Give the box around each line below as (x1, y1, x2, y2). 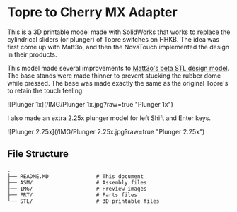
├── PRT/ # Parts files (7, 192, 138, 199)
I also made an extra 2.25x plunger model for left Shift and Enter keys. (7, 114, 211, 122)
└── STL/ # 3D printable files (7, 197, 160, 205)
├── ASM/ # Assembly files (7, 179, 147, 186)
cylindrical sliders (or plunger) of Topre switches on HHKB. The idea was (7, 35, 220, 43)
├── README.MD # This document (7, 172, 144, 180)
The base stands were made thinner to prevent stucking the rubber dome (7, 71, 221, 80)
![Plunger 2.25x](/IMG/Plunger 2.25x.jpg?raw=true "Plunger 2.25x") (7, 127, 205, 136)
